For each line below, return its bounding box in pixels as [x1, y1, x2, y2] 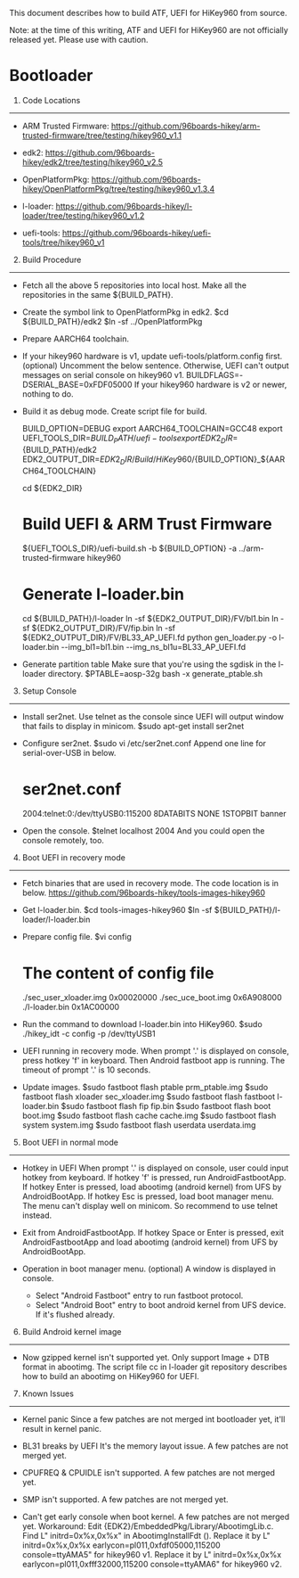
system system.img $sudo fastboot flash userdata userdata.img [21, 1120, 256, 1130]
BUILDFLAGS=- [186, 369, 243, 380]
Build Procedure [21, 254, 82, 265]
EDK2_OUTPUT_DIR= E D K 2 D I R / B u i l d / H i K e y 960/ [21, 454, 196, 466]
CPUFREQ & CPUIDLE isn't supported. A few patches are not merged [21, 1467, 276, 1478]
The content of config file [21, 963, 214, 983]
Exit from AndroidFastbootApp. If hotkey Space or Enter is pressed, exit [21, 1228, 285, 1238]
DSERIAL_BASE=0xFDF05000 [21, 379, 133, 390]
